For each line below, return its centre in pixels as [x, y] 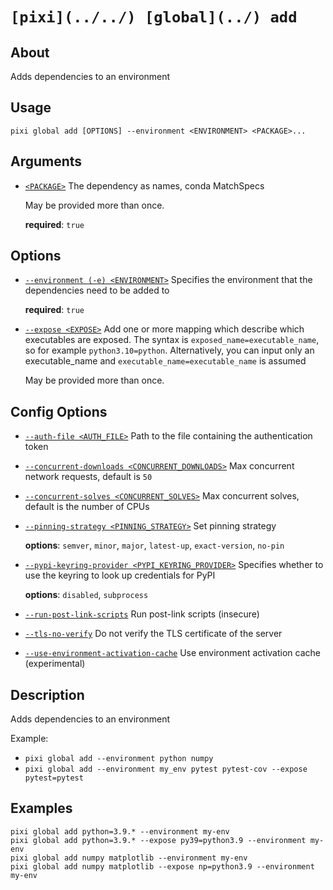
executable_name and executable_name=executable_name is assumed [165, 361]
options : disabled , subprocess [86, 595]
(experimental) [55, 664]
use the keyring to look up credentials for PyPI [120, 575]
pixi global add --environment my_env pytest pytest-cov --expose [166, 769]
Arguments [46, 161]
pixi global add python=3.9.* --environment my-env [120, 831]
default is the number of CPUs [87, 507]
